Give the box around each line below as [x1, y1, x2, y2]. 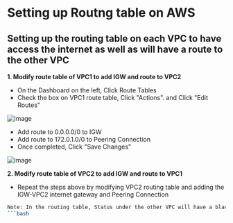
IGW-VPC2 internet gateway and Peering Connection [17, 190, 169, 199]
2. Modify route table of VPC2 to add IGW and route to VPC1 [7, 170, 182, 178]
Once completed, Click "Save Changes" [17, 142, 132, 151]
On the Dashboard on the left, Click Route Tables [17, 86, 157, 94]
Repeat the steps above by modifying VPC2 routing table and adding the [17, 183, 225, 191]
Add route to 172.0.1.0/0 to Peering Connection [17, 135, 151, 143]
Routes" [17, 101, 40, 109]
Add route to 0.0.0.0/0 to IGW [17, 128, 102, 136]
